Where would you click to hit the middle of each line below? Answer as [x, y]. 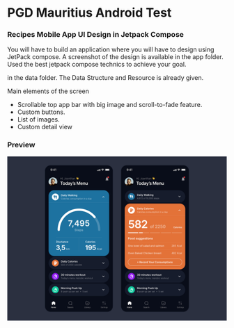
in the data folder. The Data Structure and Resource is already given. [106, 78]
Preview [21, 145]
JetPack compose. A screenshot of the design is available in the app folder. [116, 57]
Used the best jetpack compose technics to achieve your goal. [97, 65]
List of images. [39, 120]
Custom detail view [45, 127]
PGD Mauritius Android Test [89, 13]
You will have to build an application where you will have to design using [111, 49]
